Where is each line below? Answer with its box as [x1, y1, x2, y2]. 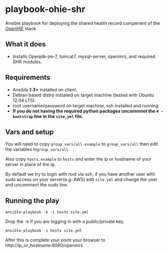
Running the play [5, 196, 59, 205]
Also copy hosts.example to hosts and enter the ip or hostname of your [5, 156, 152, 162]
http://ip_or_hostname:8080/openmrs [5, 242, 83, 248]
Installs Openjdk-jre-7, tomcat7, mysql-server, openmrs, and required [12, 53, 155, 59]
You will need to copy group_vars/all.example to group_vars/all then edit [5, 141, 158, 147]
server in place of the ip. [5, 162, 56, 168]
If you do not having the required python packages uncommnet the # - [12, 108, 163, 114]
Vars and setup [5, 128, 54, 136]
